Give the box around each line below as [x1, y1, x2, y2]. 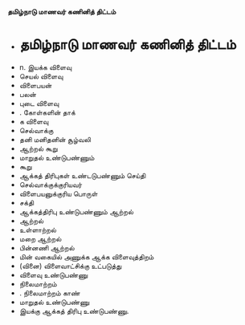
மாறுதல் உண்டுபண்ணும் [18, 152, 95, 162]
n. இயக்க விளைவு [18, 62, 72, 71]
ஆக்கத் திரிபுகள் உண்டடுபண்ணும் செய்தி [18, 170, 146, 180]
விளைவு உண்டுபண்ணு [18, 270, 88, 279]
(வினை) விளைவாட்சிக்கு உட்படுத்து [18, 261, 122, 270]
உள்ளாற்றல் [18, 225, 57, 234]
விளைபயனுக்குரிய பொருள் [18, 189, 98, 198]
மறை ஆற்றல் [18, 234, 62, 243]
